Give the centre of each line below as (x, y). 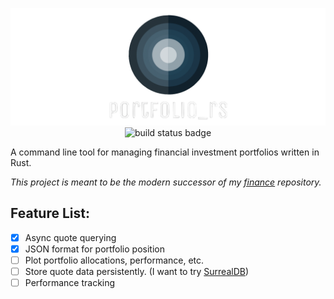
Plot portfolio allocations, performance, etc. (114, 260)
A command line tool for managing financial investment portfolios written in (165, 152)
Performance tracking (70, 283)
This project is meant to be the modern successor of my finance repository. (166, 182)
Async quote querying (70, 237)
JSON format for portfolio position (94, 249)
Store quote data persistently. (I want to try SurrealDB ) (137, 272)
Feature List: (50, 213)
